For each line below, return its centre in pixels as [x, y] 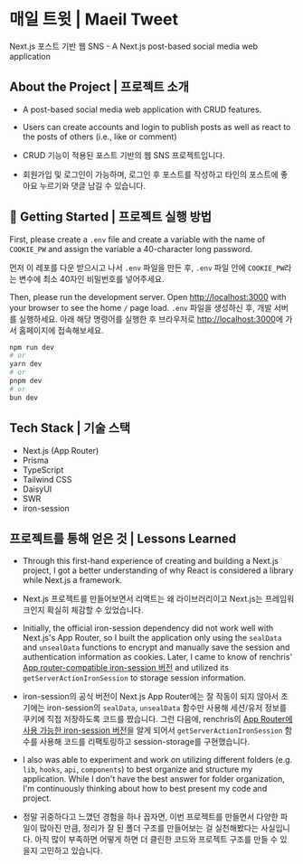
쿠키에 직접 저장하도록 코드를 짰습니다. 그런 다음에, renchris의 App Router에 [157, 719]
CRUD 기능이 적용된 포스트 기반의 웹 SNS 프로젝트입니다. [124, 155]
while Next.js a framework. [72, 580]
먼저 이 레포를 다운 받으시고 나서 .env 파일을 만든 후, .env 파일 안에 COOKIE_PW [147, 268]
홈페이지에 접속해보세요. [61, 330]
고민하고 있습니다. [71, 850]
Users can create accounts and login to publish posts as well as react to [156, 127]
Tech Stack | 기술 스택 [70, 428]
